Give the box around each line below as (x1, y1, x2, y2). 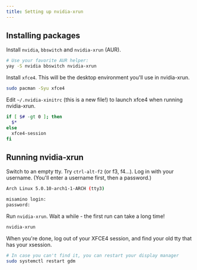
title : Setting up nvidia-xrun (6, 8, 84, 15)
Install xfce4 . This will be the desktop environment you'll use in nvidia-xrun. (6, 74, 190, 81)
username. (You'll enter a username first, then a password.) (6, 174, 152, 181)
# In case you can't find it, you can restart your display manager (6, 252, 179, 258)
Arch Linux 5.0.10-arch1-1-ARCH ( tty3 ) (6, 186, 105, 192)
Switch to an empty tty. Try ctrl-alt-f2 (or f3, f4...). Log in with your (6, 168, 174, 175)
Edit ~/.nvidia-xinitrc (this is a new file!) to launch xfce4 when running (6, 96, 183, 104)
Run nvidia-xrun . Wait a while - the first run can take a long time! (6, 213, 165, 220)
